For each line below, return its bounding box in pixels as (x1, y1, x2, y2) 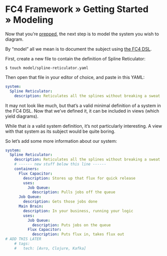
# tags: (14, 241, 30, 246)
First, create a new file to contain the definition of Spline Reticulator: (5, 55, 145, 61)
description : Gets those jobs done (23, 199, 98, 204)
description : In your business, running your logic (23, 208, 134, 213)
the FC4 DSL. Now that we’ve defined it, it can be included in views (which (5, 108, 159, 114)
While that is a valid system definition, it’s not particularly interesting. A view (5, 123, 162, 129)
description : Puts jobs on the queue (32, 222, 111, 227)
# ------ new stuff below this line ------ (14, 162, 107, 167)
